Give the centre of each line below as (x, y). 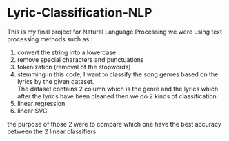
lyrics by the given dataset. (56, 81)
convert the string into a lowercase (67, 52)
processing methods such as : (50, 39)
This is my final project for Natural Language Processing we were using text (115, 32)
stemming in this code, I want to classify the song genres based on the (118, 74)
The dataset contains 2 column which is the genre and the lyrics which (118, 89)
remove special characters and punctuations (80, 59)
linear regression (41, 103)
